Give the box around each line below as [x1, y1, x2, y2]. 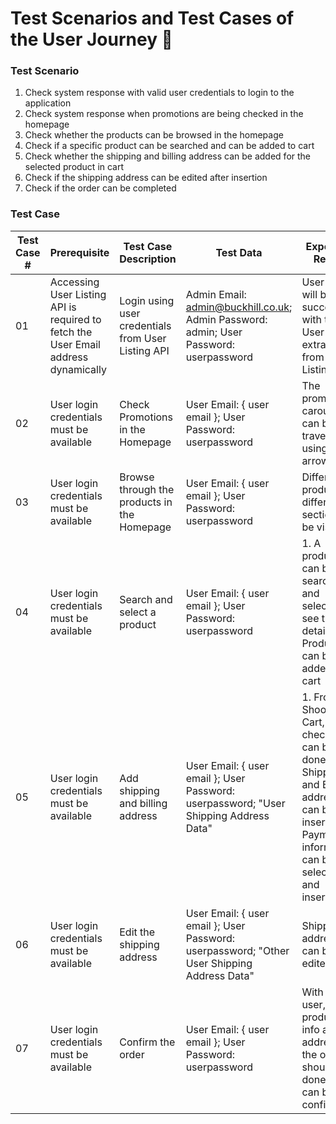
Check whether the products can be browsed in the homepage [24, 129, 284, 141]
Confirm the [119, 1035, 176, 1049]
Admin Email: [185, 287, 247, 301]
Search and [119, 592, 173, 606]
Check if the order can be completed [24, 182, 177, 194]
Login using [119, 293, 175, 307]
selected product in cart [24, 161, 125, 173]
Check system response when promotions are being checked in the [24, 108, 304, 120]
